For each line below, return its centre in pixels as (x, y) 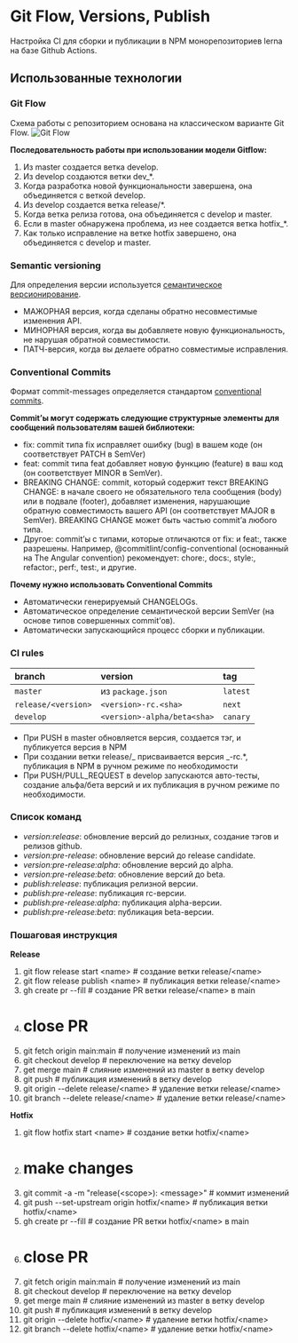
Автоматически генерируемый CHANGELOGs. (110, 602)
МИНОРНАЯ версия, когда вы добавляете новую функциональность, (154, 330)
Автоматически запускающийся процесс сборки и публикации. (144, 630)
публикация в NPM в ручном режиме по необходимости (130, 766)
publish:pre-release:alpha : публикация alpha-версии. (122, 902)
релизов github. (52, 846)
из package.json (134, 691)
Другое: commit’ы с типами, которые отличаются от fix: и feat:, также (155, 539)
